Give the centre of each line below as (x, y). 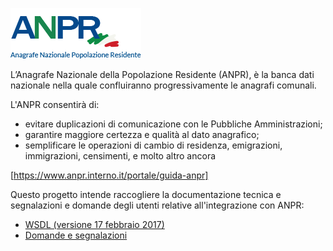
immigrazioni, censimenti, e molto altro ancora (120, 156)
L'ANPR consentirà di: (55, 104)
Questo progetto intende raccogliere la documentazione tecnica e (146, 194)
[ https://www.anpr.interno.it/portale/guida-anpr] (109, 175)
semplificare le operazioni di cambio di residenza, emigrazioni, (153, 145)
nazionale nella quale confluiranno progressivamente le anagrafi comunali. (163, 85)
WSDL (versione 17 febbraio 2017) (94, 224)
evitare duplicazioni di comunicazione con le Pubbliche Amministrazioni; (173, 124)
